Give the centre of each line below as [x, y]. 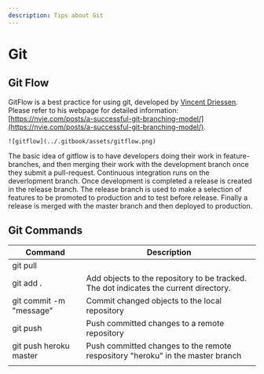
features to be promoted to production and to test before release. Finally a [128, 198]
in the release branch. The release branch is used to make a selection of [125, 189]
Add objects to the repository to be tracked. [167, 278]
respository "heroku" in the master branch [164, 356]
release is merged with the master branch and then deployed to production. [130, 205]
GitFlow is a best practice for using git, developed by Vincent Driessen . [123, 102]
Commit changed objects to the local [154, 301]
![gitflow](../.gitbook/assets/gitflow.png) [82, 141]
